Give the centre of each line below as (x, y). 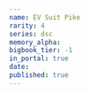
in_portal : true (39, 58)
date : (19, 67)
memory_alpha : (35, 42)
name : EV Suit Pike (45, 17)
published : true (39, 75)
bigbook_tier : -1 (41, 50)
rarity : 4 (27, 26)
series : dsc (31, 34)
